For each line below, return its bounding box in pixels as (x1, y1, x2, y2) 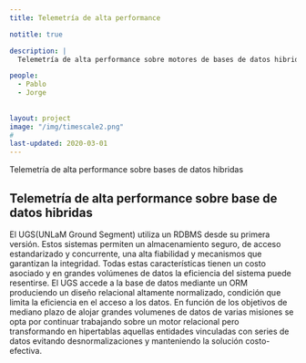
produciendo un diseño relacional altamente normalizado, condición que (9, 286, 281, 297)
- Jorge (17, 88, 47, 98)
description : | (9, 47, 67, 56)
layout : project (9, 113, 71, 123)
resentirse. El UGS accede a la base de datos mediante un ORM (9, 277, 249, 288)
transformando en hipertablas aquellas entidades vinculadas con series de (9, 326, 290, 337)
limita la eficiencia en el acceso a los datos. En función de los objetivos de (9, 296, 288, 307)
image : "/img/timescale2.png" (9, 122, 125, 131)
